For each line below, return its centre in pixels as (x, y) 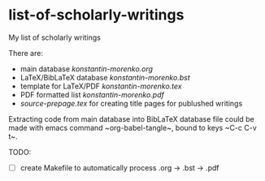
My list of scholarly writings (55, 37)
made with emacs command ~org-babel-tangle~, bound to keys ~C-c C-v (133, 127)
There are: (26, 53)
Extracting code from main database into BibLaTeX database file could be (131, 119)
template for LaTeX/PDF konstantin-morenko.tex (101, 86)
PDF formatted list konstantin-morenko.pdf (92, 94)
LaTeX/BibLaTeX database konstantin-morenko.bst (105, 77)
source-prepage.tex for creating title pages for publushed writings (131, 103)
